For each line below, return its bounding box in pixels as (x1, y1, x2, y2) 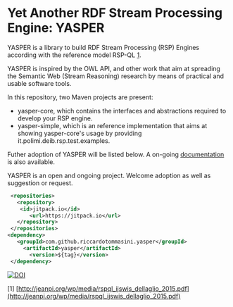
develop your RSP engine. (17, 114, 93, 123)
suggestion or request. (7, 178, 73, 187)
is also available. (7, 157, 55, 166)
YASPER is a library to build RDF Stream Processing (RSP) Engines (7, 43, 199, 51)
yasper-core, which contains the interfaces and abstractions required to (17, 106, 227, 115)
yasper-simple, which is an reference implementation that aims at (17, 121, 208, 130)
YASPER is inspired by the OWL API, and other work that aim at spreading (7, 64, 220, 73)
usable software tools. (7, 79, 72, 87)
